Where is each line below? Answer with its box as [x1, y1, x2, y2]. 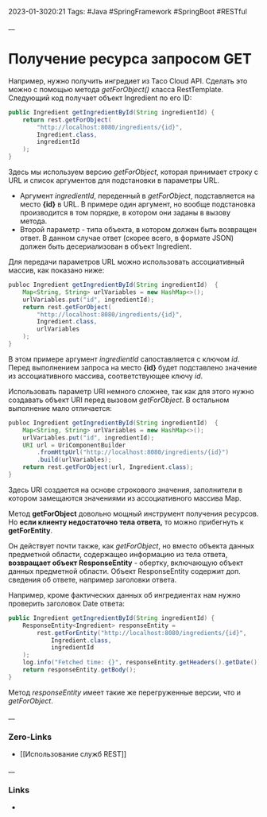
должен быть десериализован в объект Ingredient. [19, 242, 192, 251]
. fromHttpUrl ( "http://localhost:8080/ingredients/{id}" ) [37, 448, 229, 456]
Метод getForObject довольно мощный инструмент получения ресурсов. [8, 509, 259, 518]
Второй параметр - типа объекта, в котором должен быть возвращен [19, 225, 257, 234]
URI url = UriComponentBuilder [22, 441, 126, 449]
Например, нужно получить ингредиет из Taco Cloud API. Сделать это [8, 76, 248, 86]
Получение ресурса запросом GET [8, 50, 252, 68]
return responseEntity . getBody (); [22, 666, 137, 674]
